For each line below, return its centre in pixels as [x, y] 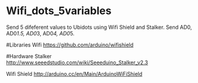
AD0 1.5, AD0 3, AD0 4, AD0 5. [40, 33]
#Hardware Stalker [29, 56]
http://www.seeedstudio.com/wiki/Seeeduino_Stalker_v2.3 [77, 62]
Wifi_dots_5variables [59, 11]
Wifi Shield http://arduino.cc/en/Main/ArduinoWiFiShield [74, 74]
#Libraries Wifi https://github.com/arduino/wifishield [70, 45]
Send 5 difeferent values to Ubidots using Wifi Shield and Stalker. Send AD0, [99, 27]
